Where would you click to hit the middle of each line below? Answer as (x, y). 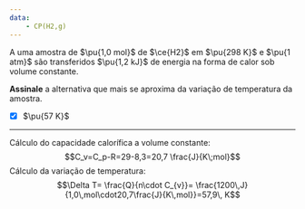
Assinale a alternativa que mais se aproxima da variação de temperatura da (151, 89)
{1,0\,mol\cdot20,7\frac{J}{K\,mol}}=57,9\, (144, 195)
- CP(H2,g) (46, 26)
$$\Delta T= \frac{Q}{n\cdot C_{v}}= (125, 185)
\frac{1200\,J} (222, 185)
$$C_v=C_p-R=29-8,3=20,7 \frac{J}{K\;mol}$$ (152, 157)
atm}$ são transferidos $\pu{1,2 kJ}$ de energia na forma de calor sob (142, 62)
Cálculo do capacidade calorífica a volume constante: (110, 142)
